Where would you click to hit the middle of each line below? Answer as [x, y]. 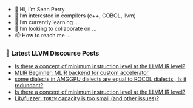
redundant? [29, 86]
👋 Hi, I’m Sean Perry [39, 9]
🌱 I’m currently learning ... [47, 22]
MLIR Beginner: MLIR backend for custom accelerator [82, 73]
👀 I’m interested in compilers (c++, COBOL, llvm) [75, 16]
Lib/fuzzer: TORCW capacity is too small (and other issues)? [86, 98]
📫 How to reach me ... [42, 35]
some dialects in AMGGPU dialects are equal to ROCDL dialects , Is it [100, 79]
